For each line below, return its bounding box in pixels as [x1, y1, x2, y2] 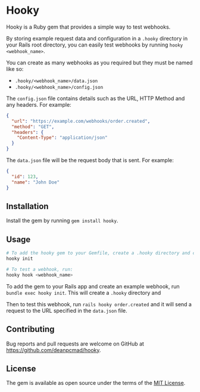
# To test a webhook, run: [6, 266, 73, 272]
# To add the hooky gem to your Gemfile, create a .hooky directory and [6, 250, 190, 256]
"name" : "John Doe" [11, 179, 60, 185]
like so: [6, 65, 24, 72]
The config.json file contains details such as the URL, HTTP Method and [6, 95, 185, 102]
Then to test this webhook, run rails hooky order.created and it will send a [6, 300, 192, 307]
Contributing [6, 324, 55, 334]
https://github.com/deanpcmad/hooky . [6, 346, 101, 353]
